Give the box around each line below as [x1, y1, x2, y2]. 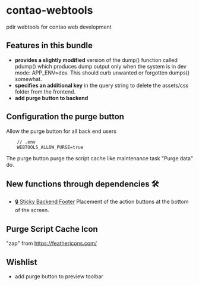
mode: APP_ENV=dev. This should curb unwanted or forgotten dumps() [14, 69, 190, 76]
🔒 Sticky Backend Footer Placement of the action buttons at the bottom [14, 198, 189, 206]
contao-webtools [6, 4, 93, 17]
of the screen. [14, 207, 49, 214]
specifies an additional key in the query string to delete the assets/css [14, 82, 189, 89]
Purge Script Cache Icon [6, 224, 98, 234]
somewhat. [14, 75, 42, 82]
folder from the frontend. [14, 88, 76, 95]
